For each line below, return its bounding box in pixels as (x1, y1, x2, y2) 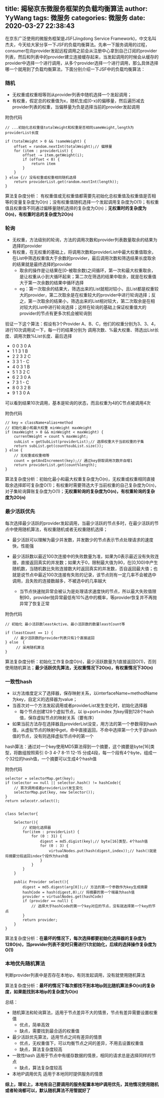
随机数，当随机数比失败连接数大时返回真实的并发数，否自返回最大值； (12, 565, 154, 571)
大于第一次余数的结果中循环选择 (19, 280, 84, 286)
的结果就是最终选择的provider (12, 262, 72, 268)
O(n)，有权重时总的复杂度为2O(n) (5, 212, 74, 217)
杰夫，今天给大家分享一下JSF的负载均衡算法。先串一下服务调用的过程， (5, 41, 150, 48)
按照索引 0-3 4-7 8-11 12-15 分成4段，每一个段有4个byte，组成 (26, 750, 153, 755)
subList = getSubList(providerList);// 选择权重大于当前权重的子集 (14, 439, 144, 444)
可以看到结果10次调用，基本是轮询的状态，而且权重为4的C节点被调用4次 (5, 400, 151, 406)
